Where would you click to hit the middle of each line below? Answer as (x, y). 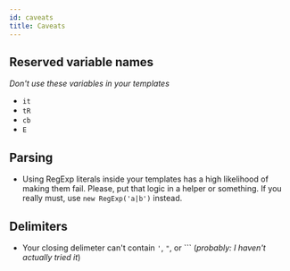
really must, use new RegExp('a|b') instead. (102, 199)
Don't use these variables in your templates (89, 84)
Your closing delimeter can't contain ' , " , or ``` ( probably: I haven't (144, 248)
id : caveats (31, 17)
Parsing (31, 157)
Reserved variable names (82, 62)
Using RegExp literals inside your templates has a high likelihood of (145, 179)
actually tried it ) (51, 257)
